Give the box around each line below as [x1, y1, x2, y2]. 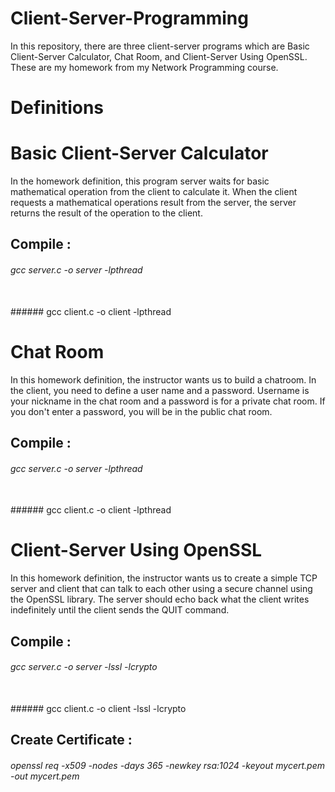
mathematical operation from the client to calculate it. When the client [10, 186, 298, 198]
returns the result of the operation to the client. [10, 207, 203, 219]
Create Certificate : [10, 732, 133, 749]
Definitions [10, 97, 105, 119]
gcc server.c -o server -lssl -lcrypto [10, 661, 158, 673]
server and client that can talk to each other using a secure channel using [10, 583, 313, 595]
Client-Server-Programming [10, 7, 249, 30]
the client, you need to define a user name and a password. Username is [10, 384, 310, 396]
